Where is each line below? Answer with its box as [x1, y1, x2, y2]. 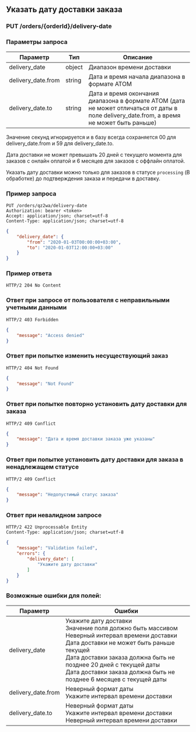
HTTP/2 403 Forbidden [6, 317, 59, 322]
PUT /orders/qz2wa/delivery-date [6, 202, 87, 208]
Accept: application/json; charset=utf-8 [6, 213, 108, 219]
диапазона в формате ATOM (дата [88, 97, 185, 105]
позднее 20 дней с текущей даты [65, 661, 160, 669]
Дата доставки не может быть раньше [65, 638, 175, 647]
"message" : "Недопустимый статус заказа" [16, 492, 118, 498]
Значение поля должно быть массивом [65, 624, 178, 632]
